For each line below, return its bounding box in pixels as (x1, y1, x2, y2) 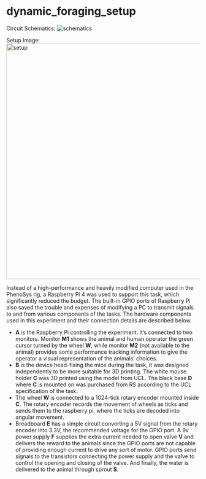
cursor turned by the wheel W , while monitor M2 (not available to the (15, 341, 190, 349)
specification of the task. (15, 387, 78, 394)
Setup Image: (6, 36, 40, 44)
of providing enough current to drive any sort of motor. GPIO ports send (15, 446, 197, 453)
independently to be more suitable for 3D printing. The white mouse (15, 367, 187, 375)
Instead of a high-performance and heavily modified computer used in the (6, 284, 194, 291)
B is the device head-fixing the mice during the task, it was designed (15, 361, 189, 368)
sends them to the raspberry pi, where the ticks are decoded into (15, 407, 180, 414)
